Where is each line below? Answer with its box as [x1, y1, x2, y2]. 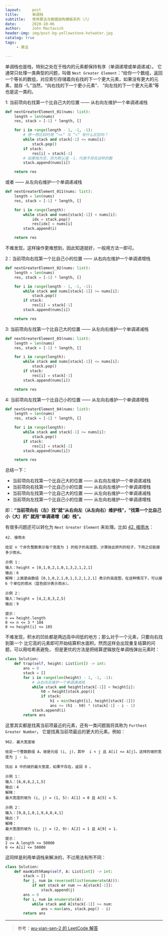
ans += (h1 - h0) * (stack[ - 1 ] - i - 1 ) [49, 703, 135, 708]
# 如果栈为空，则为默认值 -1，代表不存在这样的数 [23, 156, 112, 161]
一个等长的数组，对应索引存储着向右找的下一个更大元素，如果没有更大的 [5, 76, 154, 82]
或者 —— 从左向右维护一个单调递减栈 [5, 179, 82, 185]
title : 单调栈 [5, 12, 43, 17]
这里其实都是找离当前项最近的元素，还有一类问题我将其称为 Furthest [5, 722, 147, 728]
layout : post [5, 7, 41, 13]
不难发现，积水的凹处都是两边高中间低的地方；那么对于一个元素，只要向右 [5, 634, 158, 640]
